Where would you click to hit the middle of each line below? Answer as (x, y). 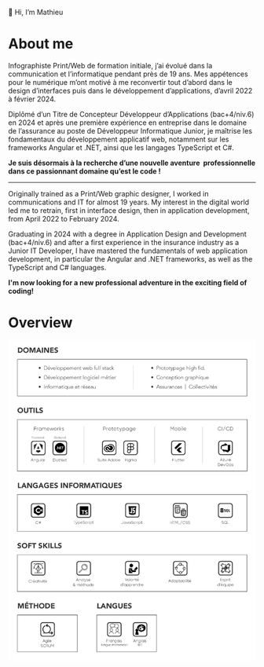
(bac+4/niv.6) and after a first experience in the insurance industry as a (124, 242)
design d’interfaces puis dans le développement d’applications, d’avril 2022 (130, 90)
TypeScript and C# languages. (57, 267)
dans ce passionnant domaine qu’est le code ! (84, 171)
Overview (40, 323)
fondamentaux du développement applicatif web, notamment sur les (119, 139)
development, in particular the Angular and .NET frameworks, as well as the (130, 258)
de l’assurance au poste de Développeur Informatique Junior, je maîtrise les (130, 130)
